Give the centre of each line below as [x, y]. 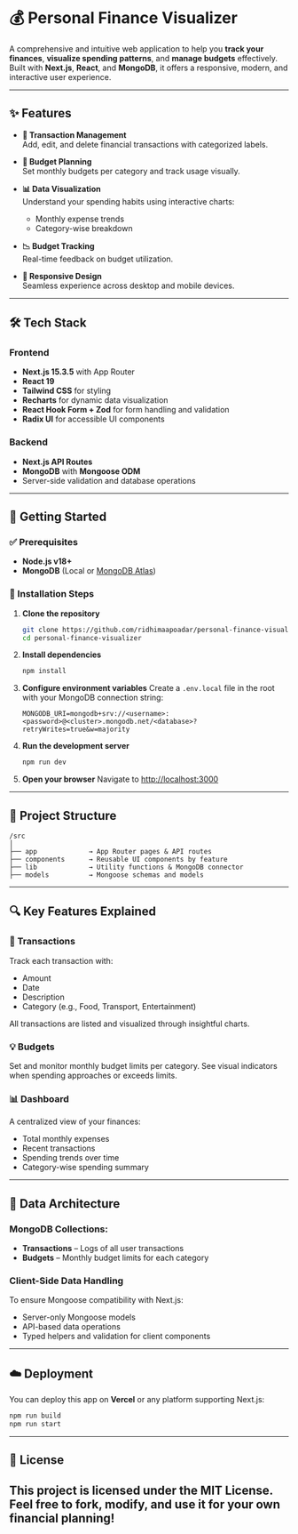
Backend [29, 442]
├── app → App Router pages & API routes [111, 852]
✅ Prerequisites [43, 542]
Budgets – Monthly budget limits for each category [115, 1257]
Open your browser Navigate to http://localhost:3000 [120, 779]
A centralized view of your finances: [75, 1121]
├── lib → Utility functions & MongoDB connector [126, 867]
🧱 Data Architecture [65, 1204]
